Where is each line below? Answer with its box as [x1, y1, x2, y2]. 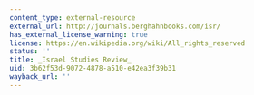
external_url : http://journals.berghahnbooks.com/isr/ [9, 22, 221, 31]
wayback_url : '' [9, 72, 71, 81]
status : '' [9, 47, 51, 56]
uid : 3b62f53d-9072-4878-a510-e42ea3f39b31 [9, 64, 177, 73]
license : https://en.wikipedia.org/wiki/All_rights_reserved [9, 38, 246, 48]
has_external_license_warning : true [9, 30, 148, 39]
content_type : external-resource [9, 13, 136, 23]
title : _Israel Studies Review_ [9, 55, 132, 64]
